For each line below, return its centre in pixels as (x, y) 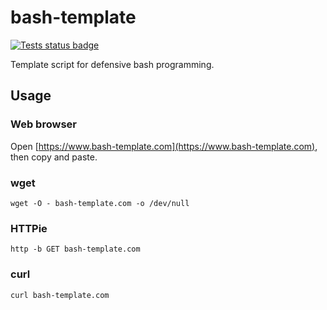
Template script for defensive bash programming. (112, 64)
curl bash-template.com (60, 295)
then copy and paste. (54, 157)
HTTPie (29, 228)
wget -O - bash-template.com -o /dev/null (100, 203)
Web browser (43, 124)
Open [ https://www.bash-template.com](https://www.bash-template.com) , (164, 146)
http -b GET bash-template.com (75, 249)
